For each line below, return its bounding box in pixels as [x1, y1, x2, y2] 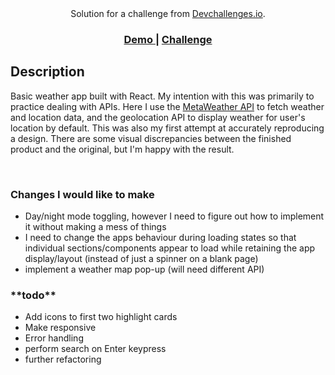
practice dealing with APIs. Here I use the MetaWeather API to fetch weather [10, 100, 325, 112]
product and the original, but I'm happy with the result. [10, 143, 235, 155]
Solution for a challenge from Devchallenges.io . [70, 8, 266, 19]
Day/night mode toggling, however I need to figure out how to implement [24, 210, 325, 222]
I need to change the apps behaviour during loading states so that [24, 232, 297, 244]
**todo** [10, 288, 57, 302]
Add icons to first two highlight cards [24, 311, 178, 323]
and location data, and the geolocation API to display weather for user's [10, 111, 306, 123]
